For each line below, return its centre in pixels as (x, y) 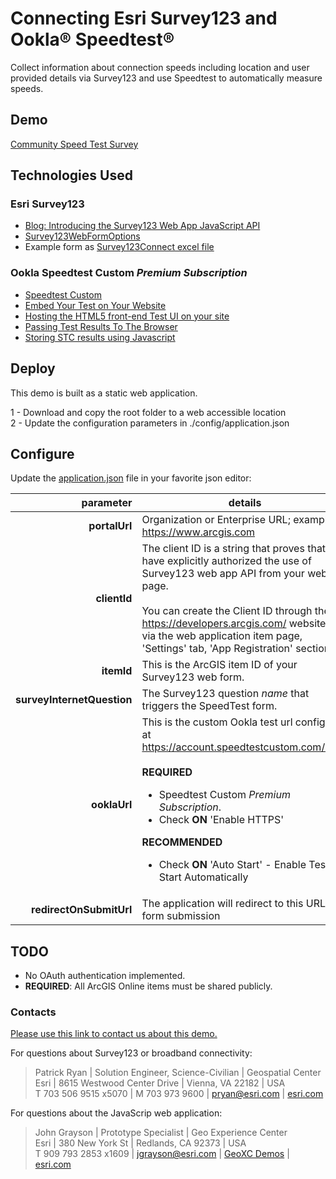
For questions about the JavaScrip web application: (116, 1113)
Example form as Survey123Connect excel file (119, 247)
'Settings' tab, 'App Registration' (217, 649)
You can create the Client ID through (227, 611)
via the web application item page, (222, 636)
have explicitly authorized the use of (226, 561)
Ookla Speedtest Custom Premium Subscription (129, 273)
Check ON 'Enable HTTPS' (221, 820)
